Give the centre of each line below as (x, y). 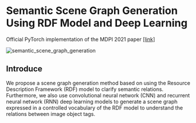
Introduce (24, 69)
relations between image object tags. (51, 114)
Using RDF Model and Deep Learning (97, 23)
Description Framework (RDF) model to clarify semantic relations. (85, 89)
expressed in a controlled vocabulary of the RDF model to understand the (94, 108)
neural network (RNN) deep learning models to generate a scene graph (92, 101)
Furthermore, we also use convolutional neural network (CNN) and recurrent (98, 95)
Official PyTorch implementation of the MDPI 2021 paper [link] (80, 39)
